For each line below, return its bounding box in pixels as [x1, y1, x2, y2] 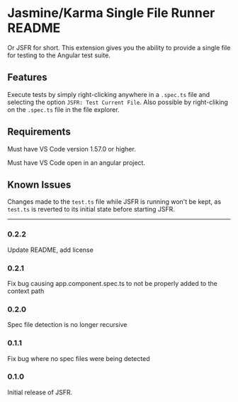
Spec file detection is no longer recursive [7, 321, 127, 329]
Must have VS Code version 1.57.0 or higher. [7, 144, 136, 153]
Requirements [7, 126, 71, 138]
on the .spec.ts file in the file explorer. [7, 105, 120, 114]
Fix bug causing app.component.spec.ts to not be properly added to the [7, 279, 217, 287]
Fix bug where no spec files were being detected [7, 354, 150, 362]
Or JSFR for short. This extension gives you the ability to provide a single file [7, 43, 231, 52]
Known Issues [7, 178, 72, 190]
